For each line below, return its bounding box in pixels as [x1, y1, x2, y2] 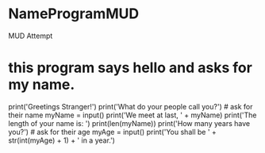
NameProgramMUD [8, 5, 140, 23]
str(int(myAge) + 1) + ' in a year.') [8, 136, 115, 145]
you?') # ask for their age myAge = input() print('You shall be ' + [8, 127, 217, 136]
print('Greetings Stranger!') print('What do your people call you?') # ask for [8, 101, 253, 111]
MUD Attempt [8, 31, 53, 40]
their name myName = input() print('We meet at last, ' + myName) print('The [8, 110, 257, 120]
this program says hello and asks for [8, 59, 252, 77]
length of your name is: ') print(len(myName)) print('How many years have [8, 118, 251, 128]
